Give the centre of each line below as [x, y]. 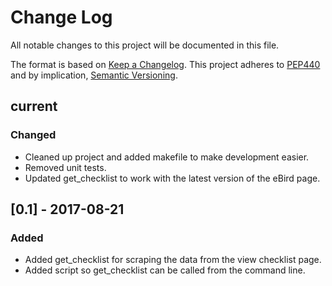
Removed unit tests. [65, 167]
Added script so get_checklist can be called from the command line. [165, 270]
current [34, 106]
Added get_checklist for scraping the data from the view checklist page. [173, 260]
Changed [33, 135]
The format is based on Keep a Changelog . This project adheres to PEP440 [165, 64]
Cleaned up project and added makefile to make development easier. [167, 157]
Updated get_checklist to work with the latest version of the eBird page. [172, 178]
